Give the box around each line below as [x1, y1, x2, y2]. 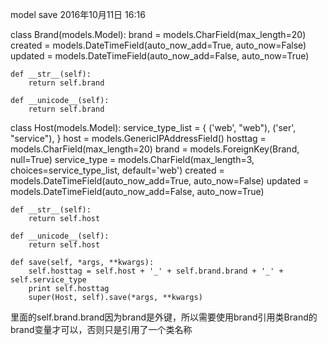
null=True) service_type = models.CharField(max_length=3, [10, 154, 255, 165]
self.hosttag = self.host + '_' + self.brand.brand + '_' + [28, 266, 284, 276]
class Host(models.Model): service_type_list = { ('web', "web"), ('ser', [10, 122, 297, 133]
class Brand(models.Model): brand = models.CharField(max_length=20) [10, 29, 307, 40]
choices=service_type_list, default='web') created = [10, 164, 225, 176]
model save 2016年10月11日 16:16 [10, 9, 146, 20]
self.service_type [10, 275, 87, 285]
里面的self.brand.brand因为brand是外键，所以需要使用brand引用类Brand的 [10, 311, 318, 323]
